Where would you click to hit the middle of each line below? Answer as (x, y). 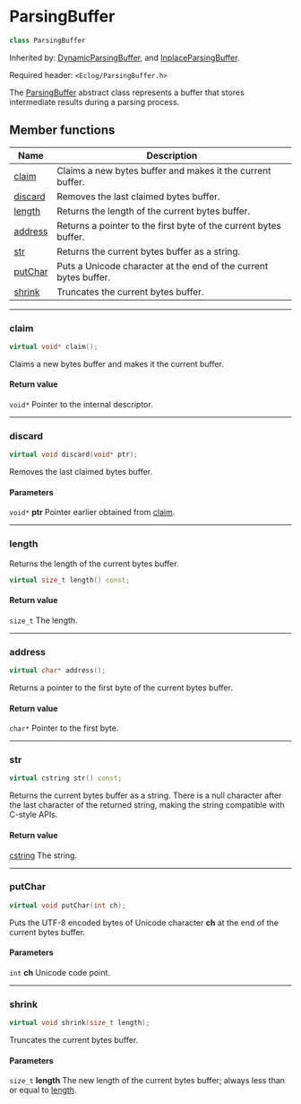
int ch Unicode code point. (60, 972)
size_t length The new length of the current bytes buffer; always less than (147, 1081)
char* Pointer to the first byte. (64, 728)
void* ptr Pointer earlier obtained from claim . (92, 513)
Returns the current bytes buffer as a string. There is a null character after (146, 795)
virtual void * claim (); (54, 346)
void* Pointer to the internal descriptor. (82, 404)
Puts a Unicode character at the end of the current (163, 266)
